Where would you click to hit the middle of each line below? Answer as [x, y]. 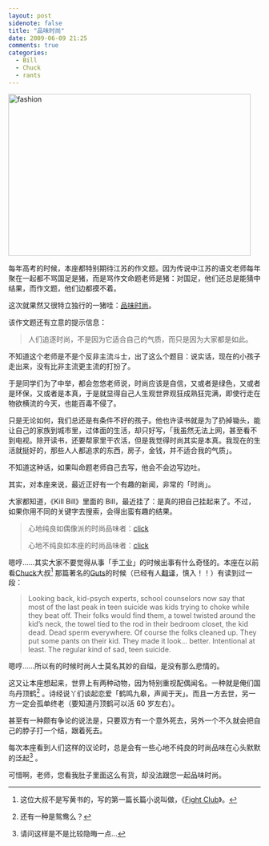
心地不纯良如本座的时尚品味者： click [88, 545]
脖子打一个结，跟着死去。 [64, 730]
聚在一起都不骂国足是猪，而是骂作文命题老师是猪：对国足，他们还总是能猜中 [134, 278]
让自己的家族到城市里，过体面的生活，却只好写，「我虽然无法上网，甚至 [126, 430]
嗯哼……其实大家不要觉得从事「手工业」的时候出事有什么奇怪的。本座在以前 [134, 562]
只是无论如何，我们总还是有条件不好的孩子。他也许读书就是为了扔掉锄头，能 [134, 420]
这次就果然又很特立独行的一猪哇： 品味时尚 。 [82, 305]
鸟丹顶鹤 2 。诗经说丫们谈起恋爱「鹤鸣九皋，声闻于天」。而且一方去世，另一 [132, 693]
